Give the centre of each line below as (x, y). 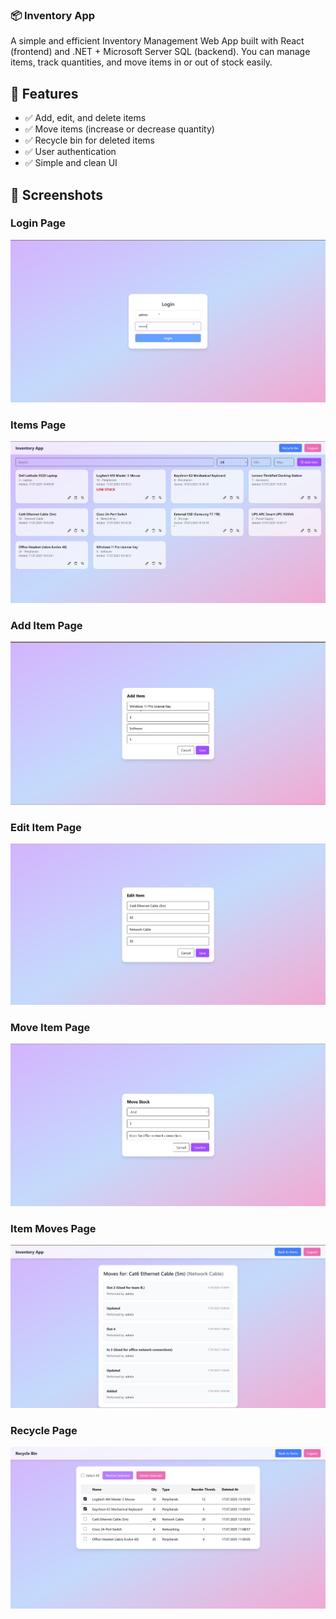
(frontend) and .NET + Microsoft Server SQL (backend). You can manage (160, 52)
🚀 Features (44, 93)
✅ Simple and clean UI (71, 163)
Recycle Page (44, 1430)
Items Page (38, 425)
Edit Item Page (46, 827)
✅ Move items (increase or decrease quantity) (119, 129)
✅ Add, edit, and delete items (85, 118)
